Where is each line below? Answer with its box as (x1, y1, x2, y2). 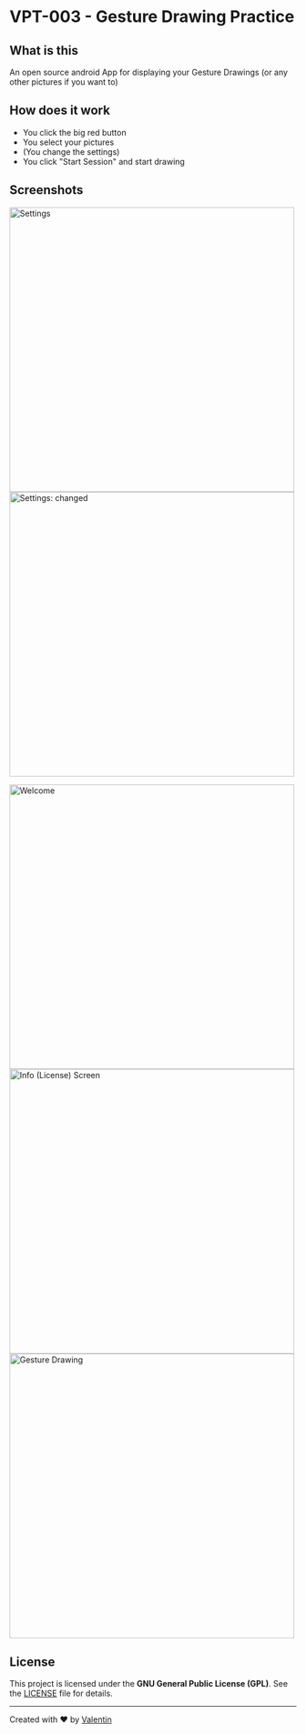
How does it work (9, 103, 111, 118)
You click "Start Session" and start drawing (22, 156, 185, 167)
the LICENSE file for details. (9, 1688, 114, 1699)
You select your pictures (22, 137, 115, 148)
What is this (9, 43, 79, 58)
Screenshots (9, 182, 84, 198)
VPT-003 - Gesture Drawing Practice (9, 6, 295, 27)
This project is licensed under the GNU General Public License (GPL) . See (9, 1678, 289, 1689)
